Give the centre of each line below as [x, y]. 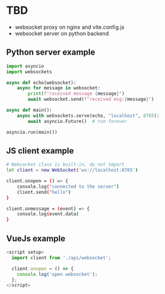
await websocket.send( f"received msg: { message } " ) [91, 100]
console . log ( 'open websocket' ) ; [57, 274]
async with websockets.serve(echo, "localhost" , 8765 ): [88, 115]
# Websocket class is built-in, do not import [65, 165]
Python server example [51, 52]
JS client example [40, 151]
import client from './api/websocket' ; [61, 258]
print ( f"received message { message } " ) [76, 94]
